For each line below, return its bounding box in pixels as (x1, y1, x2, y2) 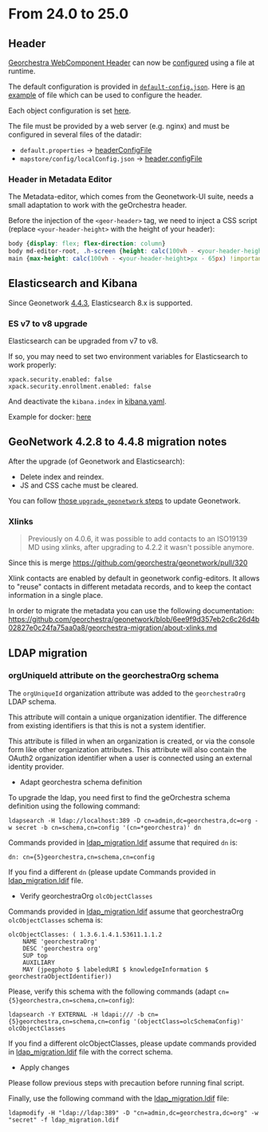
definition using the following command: (8, 801, 140, 811)
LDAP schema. (8, 696, 57, 706)
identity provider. (8, 761, 65, 771)
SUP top (22, 951, 48, 959)
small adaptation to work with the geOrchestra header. (8, 201, 187, 210)
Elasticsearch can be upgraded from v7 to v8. (8, 337, 159, 346)
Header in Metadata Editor (8, 173, 112, 185)
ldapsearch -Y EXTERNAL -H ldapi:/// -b (8, 1010, 145, 1018)
